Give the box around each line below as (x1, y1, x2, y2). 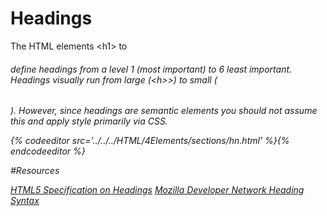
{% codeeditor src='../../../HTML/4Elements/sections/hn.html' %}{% (10, 135, 290, 147)
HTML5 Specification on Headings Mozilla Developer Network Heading (10, 184, 305, 196)
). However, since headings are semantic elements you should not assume (10, 105, 318, 117)
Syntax (10, 195, 40, 207)
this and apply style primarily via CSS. (10, 115, 168, 127)
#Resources (10, 165, 60, 177)
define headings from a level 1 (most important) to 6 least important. (10, 63, 293, 75)
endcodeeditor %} (10, 145, 86, 157)
